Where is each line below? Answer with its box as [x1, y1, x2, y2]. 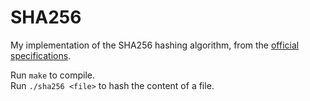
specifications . [10, 49, 72, 61]
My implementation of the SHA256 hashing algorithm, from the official [10, 39, 300, 51]
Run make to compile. [10, 69, 96, 81]
